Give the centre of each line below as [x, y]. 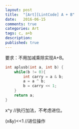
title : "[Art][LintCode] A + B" [40, 15]
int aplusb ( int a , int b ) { [34, 67]
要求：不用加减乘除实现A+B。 [36, 57]
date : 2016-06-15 [25, 19]
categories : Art [22, 29]
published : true [22, 43]
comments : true [21, 24]
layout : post [19, 10]
